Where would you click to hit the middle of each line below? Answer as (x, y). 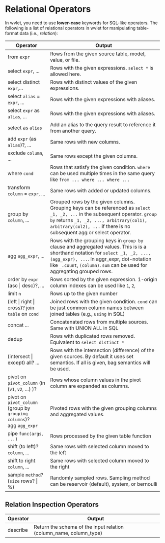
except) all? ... (24, 362)
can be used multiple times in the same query (102, 173)
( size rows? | (23, 481)
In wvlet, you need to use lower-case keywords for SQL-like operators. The (82, 23)
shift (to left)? (23, 446)
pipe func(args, (26, 434)
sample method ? (26, 474)
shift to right (22, 461)
